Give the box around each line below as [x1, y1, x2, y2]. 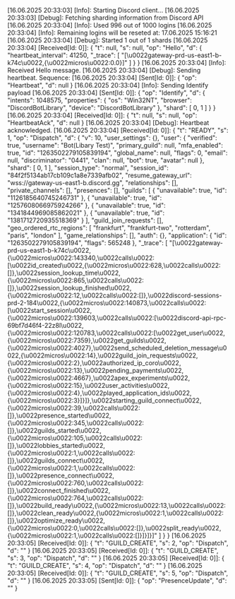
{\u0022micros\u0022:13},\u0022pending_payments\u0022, [7, 367, 184, 374]
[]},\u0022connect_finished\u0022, [7, 487, 111, 494]
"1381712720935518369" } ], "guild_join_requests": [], [7, 216, 164, 225]
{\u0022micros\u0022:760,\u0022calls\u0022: [7, 479, 144, 487]
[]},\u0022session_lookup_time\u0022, [7, 268, 121, 277]
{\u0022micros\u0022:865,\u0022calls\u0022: [7, 276, 144, 285]
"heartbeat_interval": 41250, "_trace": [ [7, 51, 120, 59]
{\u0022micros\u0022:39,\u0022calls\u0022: [7, 404, 140, 412]
